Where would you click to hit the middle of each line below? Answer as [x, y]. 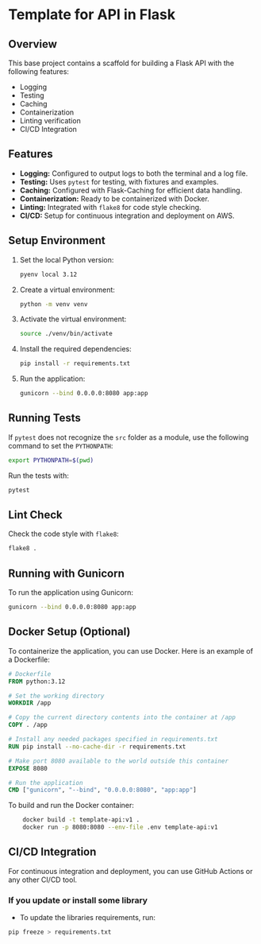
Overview [33, 44]
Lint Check [35, 515]
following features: [39, 72]
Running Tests [44, 418]
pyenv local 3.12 [48, 274]
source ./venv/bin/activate [66, 334]
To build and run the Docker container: [71, 806]
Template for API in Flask [92, 15]
